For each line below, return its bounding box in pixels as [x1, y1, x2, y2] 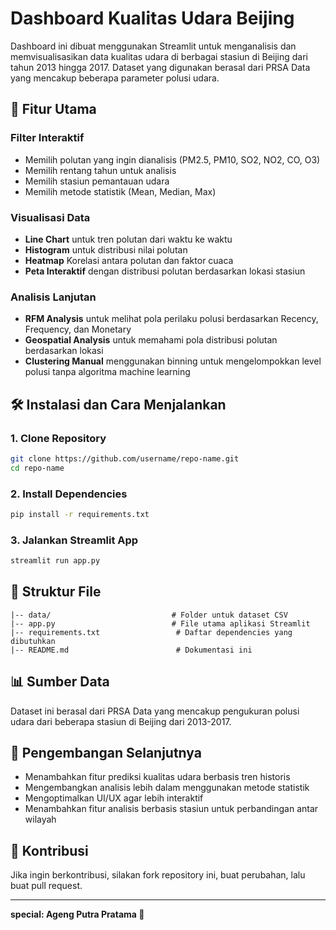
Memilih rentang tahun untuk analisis [24, 164, 177, 176]
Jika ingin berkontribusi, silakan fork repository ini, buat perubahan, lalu [10, 869, 306, 881]
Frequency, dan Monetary [24, 323, 132, 336]
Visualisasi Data [10, 210, 91, 224]
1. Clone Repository [10, 431, 107, 445]
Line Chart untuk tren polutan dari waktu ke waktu [24, 233, 233, 245]
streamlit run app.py [10, 556, 101, 566]
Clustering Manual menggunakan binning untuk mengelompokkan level [24, 355, 322, 367]
